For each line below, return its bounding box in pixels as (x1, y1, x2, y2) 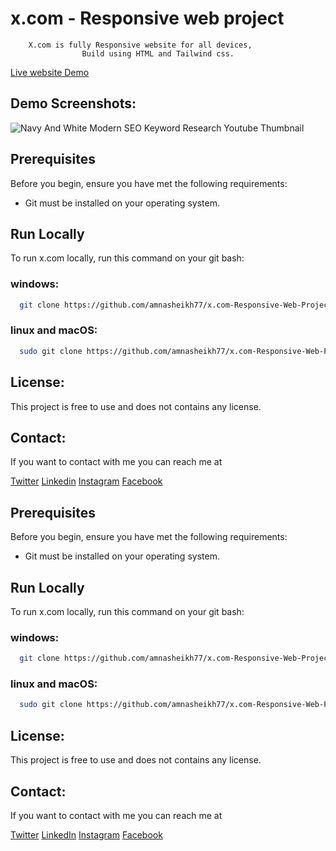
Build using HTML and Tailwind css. (81, 48, 235, 59)
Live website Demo (10, 66, 90, 78)
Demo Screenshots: (10, 95, 137, 112)
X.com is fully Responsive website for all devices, (28, 40, 253, 50)
